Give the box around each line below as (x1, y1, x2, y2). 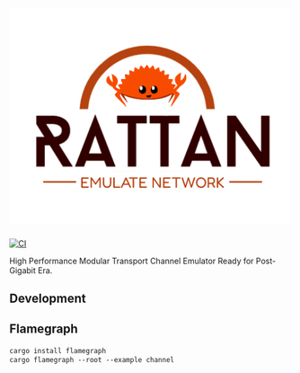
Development (9, 291, 87, 306)
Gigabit (9, 264, 36, 276)
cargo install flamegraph (9, 346, 106, 355)
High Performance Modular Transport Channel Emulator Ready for (9, 255, 254, 266)
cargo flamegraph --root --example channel (9, 355, 175, 364)
